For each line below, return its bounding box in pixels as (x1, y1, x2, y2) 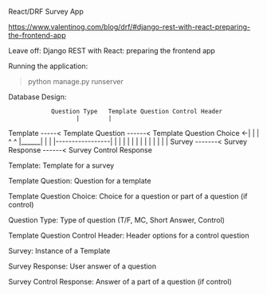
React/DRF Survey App (8, 7, 84, 16)
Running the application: (8, 61, 88, 71)
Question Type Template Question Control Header (50, 107, 223, 115)
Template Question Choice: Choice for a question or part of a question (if (8, 191, 248, 201)
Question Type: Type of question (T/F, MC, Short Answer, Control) (8, 215, 226, 225)
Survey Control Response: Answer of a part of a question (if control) (8, 277, 233, 286)
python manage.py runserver (27, 77, 124, 86)
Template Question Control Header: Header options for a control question (8, 230, 249, 240)
